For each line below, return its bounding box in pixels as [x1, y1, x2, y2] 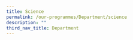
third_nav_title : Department [6, 25, 79, 31]
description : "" [6, 19, 47, 25]
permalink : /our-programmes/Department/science [6, 14, 128, 20]
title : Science [6, 8, 44, 15]
